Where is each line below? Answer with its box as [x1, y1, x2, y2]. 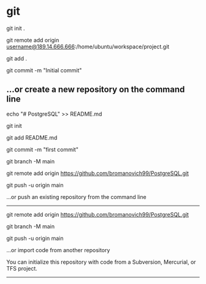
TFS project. [6, 264, 38, 272]
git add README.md [6, 133, 58, 141]
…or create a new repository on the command [6, 84, 185, 95]
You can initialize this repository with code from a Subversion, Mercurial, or [6, 258, 196, 266]
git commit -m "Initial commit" [6, 66, 82, 74]
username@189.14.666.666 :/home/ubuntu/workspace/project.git [6, 43, 170, 50]
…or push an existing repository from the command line [6, 193, 147, 200]
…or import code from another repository [6, 246, 110, 253]
